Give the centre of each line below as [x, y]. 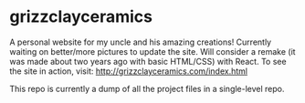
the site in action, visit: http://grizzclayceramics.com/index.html [129, 71]
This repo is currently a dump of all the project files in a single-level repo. [147, 88]
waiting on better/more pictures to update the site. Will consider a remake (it [152, 51]
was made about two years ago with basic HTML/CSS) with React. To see [148, 61]
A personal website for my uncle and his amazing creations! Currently [141, 42]
